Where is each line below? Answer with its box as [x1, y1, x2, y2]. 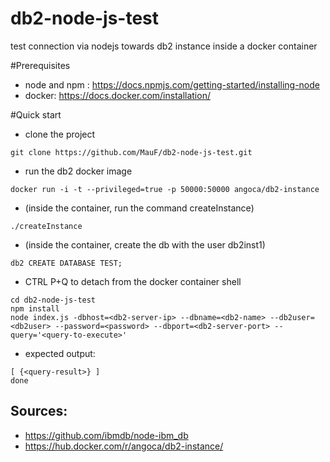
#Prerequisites [10, 59, 71, 71]
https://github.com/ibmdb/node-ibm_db [24, 429, 189, 441]
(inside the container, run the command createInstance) [24, 202, 255, 214]
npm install [10, 303, 60, 314]
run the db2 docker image [24, 165, 133, 177]
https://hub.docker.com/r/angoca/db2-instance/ [24, 440, 224, 452]
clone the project [24, 128, 96, 140]
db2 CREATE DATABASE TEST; [10, 258, 123, 268]
